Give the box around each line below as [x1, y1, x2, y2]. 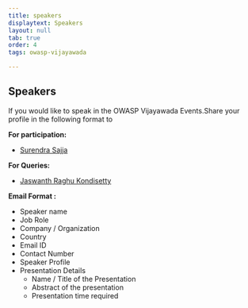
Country [19, 232, 47, 241]
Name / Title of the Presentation [31, 274, 136, 283]
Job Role [19, 215, 49, 225]
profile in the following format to [8, 114, 113, 124]
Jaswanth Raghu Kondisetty [19, 175, 112, 185]
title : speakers [8, 11, 62, 20]
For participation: [8, 129, 67, 139]
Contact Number [19, 248, 74, 258]
